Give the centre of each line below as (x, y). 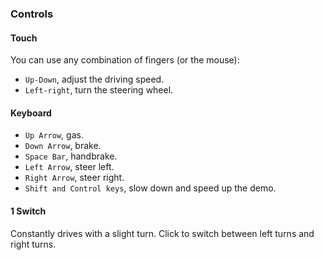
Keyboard (31, 113)
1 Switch (28, 211)
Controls (32, 14)
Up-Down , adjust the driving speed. (94, 79)
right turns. (33, 244)
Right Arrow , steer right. (74, 178)
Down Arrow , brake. (63, 146)
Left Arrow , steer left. (69, 167)
